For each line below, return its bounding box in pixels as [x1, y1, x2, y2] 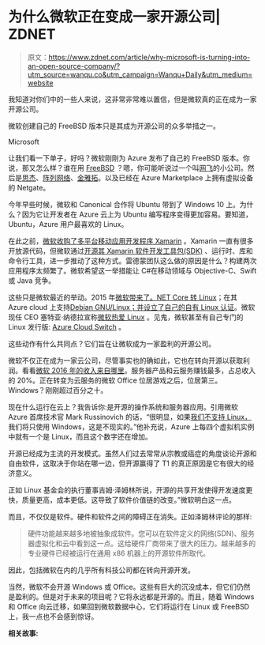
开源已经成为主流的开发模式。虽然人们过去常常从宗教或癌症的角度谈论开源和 [8, 448, 257, 458]
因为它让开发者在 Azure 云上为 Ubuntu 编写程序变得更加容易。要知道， [21, 209, 253, 219]
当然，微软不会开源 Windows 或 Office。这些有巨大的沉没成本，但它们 [8, 582, 237, 591]
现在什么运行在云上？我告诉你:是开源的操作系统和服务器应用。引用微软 [8, 402, 239, 412]
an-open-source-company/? [27, 61, 121, 70]
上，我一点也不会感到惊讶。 [8, 611, 99, 621]
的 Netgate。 [8, 183, 50, 192]
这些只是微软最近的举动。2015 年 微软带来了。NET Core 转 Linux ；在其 [8, 292, 238, 302]
